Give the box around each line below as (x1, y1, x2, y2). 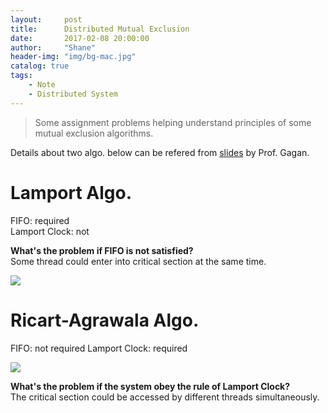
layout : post (10, 14, 83, 25)
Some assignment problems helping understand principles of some (34, 116, 312, 128)
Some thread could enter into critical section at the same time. (10, 255, 267, 267)
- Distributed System (28, 89, 118, 99)
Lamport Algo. (10, 181, 133, 204)
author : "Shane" (10, 42, 97, 53)
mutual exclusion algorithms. (34, 127, 154, 139)
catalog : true (10, 61, 70, 71)
